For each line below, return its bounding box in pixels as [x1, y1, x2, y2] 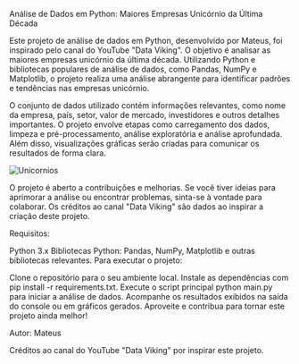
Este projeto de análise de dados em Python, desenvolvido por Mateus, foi [9, 36, 283, 46]
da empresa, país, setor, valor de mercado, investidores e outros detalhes [9, 110, 280, 120]
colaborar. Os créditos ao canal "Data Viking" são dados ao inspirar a [9, 201, 264, 212]
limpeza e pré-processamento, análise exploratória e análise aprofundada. [9, 129, 283, 139]
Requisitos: [9, 228, 51, 239]
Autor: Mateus [9, 327, 62, 338]
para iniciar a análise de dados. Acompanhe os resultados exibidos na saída [9, 292, 288, 301]
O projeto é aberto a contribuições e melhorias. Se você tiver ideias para [9, 182, 277, 192]
